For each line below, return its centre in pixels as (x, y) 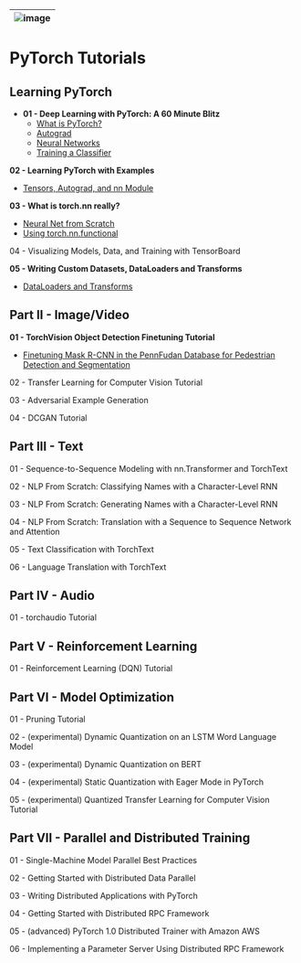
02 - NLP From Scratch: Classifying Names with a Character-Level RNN (144, 486)
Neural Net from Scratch (69, 224)
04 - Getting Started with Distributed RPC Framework (109, 913)
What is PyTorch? (69, 123)
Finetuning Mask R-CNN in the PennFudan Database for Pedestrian (149, 355)
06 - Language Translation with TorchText (88, 567)
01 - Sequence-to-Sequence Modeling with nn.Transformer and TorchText (149, 468)
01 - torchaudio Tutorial (53, 617)
